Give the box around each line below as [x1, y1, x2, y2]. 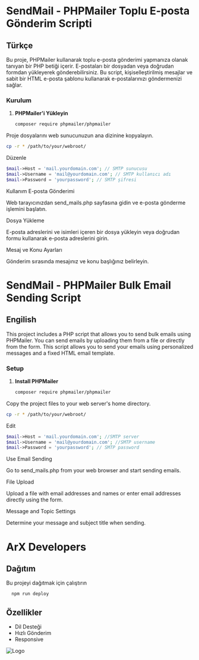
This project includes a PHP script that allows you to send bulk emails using [6, 330, 191, 337]
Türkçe [6, 40, 33, 50]
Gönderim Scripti [6, 17, 92, 30]
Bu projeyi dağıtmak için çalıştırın [6, 579, 87, 586]
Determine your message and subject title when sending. [6, 519, 146, 526]
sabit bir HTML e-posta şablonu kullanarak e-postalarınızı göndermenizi [6, 75, 182, 82]
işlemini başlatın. [6, 205, 48, 212]
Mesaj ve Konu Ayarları [6, 246, 62, 253]
